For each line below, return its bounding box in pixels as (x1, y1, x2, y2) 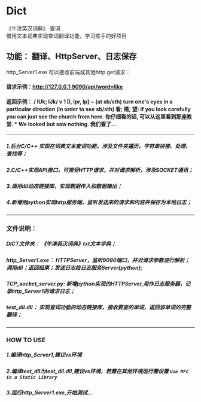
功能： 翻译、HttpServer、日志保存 (6, 51, 137, 62)
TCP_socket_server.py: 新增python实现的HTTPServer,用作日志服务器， (6, 280, 185, 287)
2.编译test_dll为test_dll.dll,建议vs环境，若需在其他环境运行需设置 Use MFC (6, 367, 189, 374)
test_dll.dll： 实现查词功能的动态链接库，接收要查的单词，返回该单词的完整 (6, 304, 191, 311)
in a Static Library (6, 374, 58, 380)
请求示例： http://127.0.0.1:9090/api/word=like (6, 83, 123, 90)
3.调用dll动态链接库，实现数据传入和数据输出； (6, 182, 123, 190)
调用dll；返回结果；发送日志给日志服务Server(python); (6, 264, 142, 271)
